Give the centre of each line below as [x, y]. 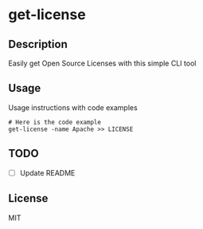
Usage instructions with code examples [73, 107]
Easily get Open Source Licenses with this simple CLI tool [102, 63]
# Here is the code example [55, 122]
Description [38, 44]
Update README [47, 172]
